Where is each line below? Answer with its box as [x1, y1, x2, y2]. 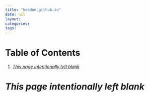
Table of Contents [5, 47, 80, 59]
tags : [5, 26, 16, 31]
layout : [5, 16, 21, 21]
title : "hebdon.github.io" [5, 7, 61, 12]
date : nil [5, 12, 26, 17]
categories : [5, 21, 30, 26]
